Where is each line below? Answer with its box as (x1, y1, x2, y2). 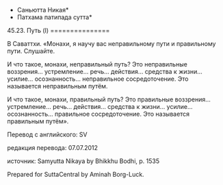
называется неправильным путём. (7, 82, 108, 90)
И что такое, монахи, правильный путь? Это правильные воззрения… (7, 95, 211, 103)
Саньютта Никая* (16, 6, 69, 14)
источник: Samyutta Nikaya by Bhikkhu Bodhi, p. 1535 (7, 157, 159, 165)
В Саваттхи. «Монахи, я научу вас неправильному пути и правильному (7, 40, 216, 47)
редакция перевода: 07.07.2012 (7, 144, 98, 151)
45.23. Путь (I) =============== (7, 27, 110, 34)
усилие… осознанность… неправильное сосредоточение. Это (7, 75, 189, 83)
